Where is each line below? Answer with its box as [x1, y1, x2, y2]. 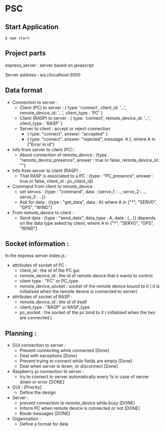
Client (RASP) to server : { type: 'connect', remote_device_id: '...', [19, 115, 151, 121]
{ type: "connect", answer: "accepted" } [27, 130, 108, 136]
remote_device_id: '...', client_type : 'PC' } [19, 110, 103, 116]
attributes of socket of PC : [12, 262, 67, 268]
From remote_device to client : [12, 210, 74, 215]
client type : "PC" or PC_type [19, 278, 78, 284]
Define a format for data [19, 421, 69, 427]
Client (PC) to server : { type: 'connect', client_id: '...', [19, 104, 127, 110]
